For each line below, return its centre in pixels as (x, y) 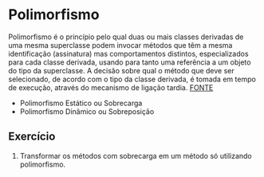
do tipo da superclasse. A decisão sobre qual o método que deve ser (122, 70)
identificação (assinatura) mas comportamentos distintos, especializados (128, 53)
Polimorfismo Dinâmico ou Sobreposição (87, 111)
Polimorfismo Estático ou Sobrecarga (81, 103)
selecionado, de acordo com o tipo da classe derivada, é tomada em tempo (132, 79)
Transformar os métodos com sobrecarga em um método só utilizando (136, 155)
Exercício (32, 137)
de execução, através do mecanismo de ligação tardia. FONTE (111, 87)
